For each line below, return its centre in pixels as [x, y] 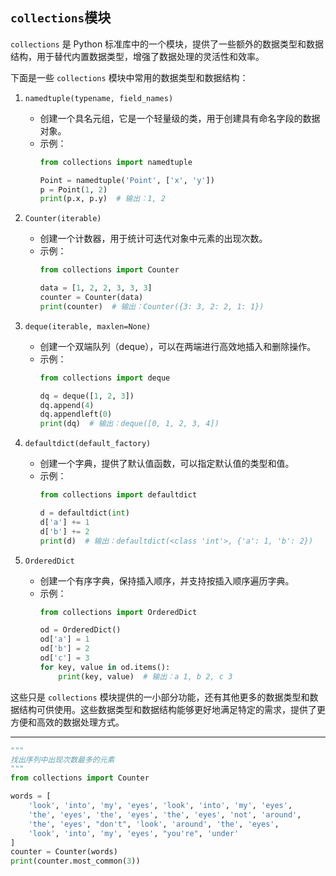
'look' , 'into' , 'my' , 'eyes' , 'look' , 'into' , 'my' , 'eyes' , [160, 806]
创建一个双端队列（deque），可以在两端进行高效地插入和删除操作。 [178, 346]
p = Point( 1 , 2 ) [73, 189]
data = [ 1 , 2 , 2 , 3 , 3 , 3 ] [96, 288]
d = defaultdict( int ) [84, 513]
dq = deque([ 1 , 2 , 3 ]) [87, 396]
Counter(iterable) [63, 219]
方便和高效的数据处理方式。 [67, 722]
